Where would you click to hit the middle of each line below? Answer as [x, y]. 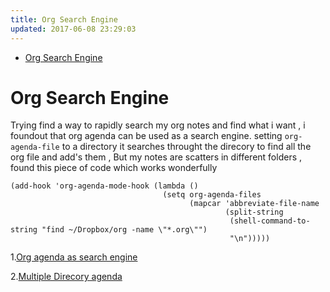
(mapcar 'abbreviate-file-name [254, 204]
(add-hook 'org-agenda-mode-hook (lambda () [104, 186]
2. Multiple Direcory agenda [66, 277]
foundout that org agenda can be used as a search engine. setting [146, 136]
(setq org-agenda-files [212, 195]
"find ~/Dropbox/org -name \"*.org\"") [124, 230]
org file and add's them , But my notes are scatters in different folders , [156, 157]
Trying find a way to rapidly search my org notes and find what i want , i [158, 125]
